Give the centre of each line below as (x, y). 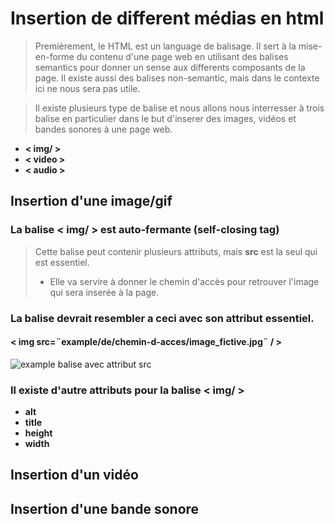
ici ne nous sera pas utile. (87, 88)
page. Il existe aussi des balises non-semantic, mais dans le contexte (177, 78)
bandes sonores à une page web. (103, 129)
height (38, 433)
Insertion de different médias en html (167, 18)
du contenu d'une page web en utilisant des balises (182, 56)
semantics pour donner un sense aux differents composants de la (170, 67)
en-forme (54, 56)
